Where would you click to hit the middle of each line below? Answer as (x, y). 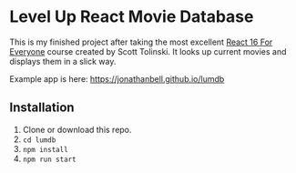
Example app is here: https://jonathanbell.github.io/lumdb (117, 78)
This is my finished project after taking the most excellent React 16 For (141, 42)
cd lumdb (39, 140)
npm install (45, 149)
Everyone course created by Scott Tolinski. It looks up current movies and (148, 51)
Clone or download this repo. (77, 129)
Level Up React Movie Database (132, 17)
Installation (42, 108)
